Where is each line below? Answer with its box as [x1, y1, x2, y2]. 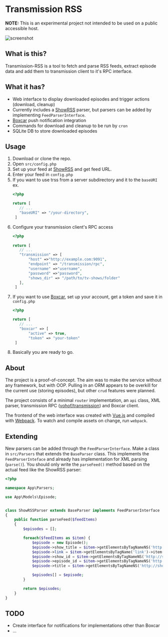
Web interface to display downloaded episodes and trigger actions [12, 96, 150, 102]
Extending [5, 432, 38, 441]
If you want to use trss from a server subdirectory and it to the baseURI [12, 177, 157, 183]
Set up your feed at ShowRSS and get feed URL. [12, 166, 112, 172]
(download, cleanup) [12, 101, 55, 107]
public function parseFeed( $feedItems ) [14, 517, 97, 522]
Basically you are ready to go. [12, 349, 74, 355]
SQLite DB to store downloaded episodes [12, 128, 97, 134]
